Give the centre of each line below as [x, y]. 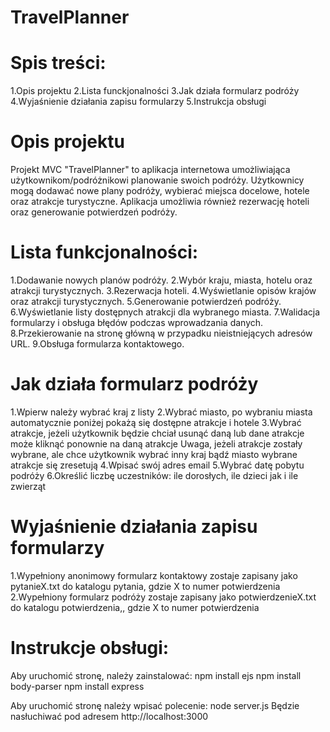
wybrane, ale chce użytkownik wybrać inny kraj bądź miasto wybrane [154, 454]
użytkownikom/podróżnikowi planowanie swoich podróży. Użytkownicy [157, 180]
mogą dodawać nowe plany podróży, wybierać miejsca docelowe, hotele [160, 191]
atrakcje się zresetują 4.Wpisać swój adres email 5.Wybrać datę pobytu [157, 465]
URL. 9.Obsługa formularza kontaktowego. [97, 344]
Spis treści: [58, 63]
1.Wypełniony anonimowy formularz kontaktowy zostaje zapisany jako [154, 575]
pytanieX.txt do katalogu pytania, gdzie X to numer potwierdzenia [145, 586]
